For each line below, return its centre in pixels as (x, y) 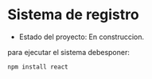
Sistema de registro (74, 15)
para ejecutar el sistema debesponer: (69, 52)
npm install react (38, 67)
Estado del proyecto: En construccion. (82, 37)
